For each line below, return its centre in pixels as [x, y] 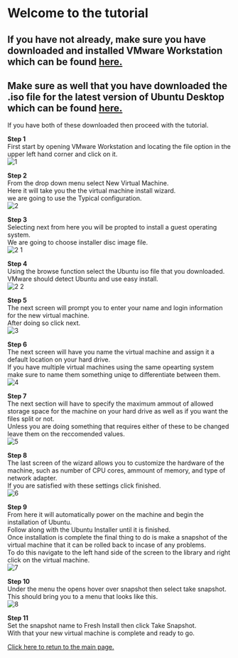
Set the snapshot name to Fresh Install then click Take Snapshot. [102, 626]
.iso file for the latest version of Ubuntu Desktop [116, 97]
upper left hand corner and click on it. [63, 154]
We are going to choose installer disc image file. [78, 242]
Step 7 [17, 396]
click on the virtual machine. [49, 560]
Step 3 [17, 220]
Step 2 [17, 175]
